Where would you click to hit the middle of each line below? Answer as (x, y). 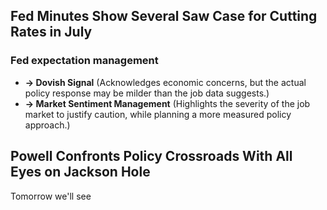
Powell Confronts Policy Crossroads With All (151, 156)
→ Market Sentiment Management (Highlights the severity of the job (167, 103)
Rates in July (51, 32)
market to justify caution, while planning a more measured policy (158, 114)
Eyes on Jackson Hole (80, 172)
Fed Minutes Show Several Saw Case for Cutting (164, 16)
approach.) (47, 125)
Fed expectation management (84, 61)
